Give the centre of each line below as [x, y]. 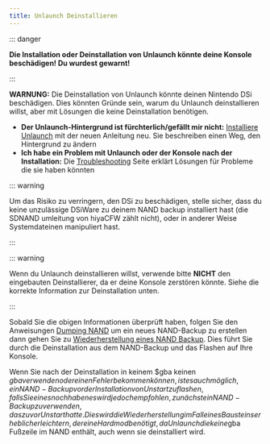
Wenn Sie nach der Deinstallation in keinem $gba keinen [103, 371]
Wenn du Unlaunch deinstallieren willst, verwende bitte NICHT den [120, 273]
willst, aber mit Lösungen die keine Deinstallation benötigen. [109, 111]
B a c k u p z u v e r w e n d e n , [46, 406]
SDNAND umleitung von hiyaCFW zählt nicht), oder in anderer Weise [123, 218]
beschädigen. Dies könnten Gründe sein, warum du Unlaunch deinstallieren [135, 102]
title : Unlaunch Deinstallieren [63, 16]
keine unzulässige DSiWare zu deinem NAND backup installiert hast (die [129, 210]
